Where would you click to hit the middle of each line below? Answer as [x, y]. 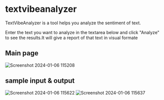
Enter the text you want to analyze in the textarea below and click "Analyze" [82, 32]
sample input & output [40, 81]
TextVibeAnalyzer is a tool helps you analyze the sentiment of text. [73, 23]
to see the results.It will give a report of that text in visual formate [71, 38]
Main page [22, 53]
